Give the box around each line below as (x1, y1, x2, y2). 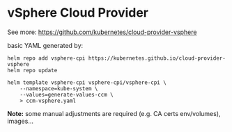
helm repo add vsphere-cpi (7, 54, 86, 62)
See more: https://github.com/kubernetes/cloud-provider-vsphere (7, 28, 197, 36)
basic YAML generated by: (7, 41, 84, 49)
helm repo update (7, 67, 58, 74)
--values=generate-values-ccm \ (20, 91, 114, 98)
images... (7, 117, 33, 125)
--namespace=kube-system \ (20, 85, 98, 92)
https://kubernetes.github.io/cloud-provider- (88, 54, 226, 62)
